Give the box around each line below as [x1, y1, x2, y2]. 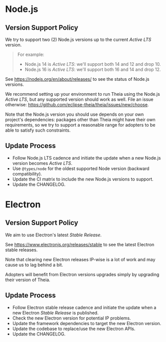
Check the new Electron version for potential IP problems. [12, 315, 131, 321]
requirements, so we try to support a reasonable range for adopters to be [5, 122, 156, 128]
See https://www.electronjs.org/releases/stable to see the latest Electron [5, 241, 155, 247]
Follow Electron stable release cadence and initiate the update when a [12, 304, 157, 310]
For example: [17, 51, 44, 57]
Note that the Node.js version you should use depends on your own [5, 111, 144, 117]
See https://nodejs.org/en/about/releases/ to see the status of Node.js [5, 76, 150, 82]
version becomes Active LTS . [12, 160, 72, 166]
